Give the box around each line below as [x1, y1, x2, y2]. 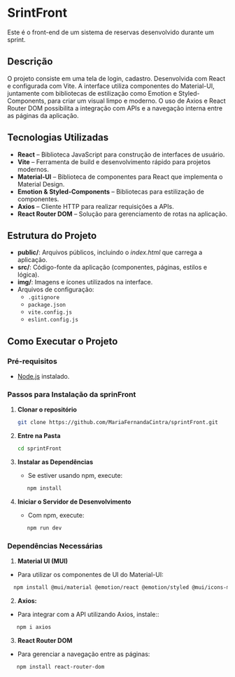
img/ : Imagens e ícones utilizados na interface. [17, 278, 153, 286]
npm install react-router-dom [16, 663, 105, 670]
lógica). [17, 270, 40, 279]
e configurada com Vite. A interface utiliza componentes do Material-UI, [7, 82, 215, 90]
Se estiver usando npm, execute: [27, 472, 123, 480]
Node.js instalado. [17, 372, 70, 381]
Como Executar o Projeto [7, 335, 118, 347]
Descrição [7, 56, 53, 68]
